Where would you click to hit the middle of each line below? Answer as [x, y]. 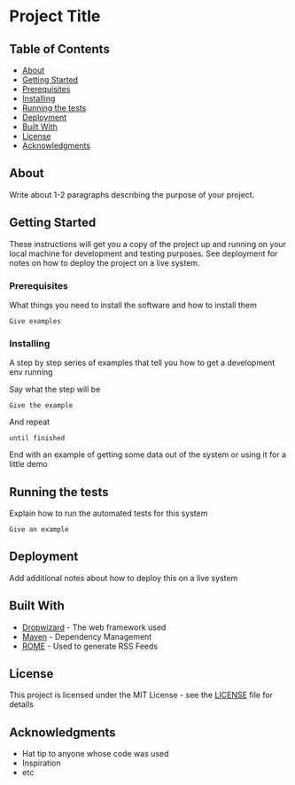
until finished [37, 439]
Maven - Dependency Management [87, 636]
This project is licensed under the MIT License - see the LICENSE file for [141, 695]
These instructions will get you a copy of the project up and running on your [147, 244]
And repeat [30, 422]
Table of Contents [60, 49]
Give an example [39, 530]
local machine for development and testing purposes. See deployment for [144, 253]
